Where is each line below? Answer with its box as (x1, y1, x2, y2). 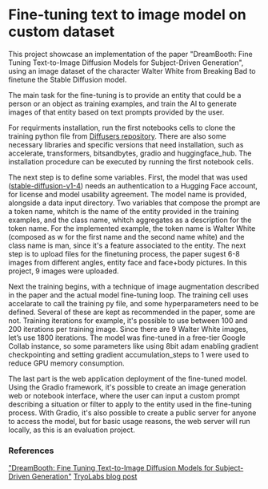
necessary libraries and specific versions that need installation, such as (8, 139, 244, 149)
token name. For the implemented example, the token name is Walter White (8, 223, 256, 233)
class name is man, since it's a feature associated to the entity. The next (8, 240, 246, 250)
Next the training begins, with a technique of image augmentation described (8, 281, 260, 291)
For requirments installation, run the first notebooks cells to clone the (8, 123, 236, 132)
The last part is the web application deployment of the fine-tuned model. (8, 374, 248, 383)
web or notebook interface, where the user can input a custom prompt (8, 390, 240, 400)
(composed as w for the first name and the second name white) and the (8, 232, 245, 241)
